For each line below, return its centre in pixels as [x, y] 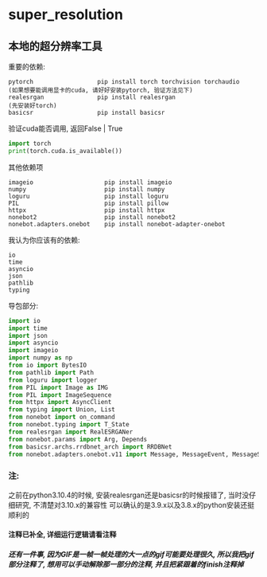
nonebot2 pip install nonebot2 [92, 217]
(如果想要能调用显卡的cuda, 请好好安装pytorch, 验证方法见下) [101, 90]
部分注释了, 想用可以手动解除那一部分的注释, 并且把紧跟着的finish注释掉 [126, 564]
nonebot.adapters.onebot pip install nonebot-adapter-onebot [117, 224]
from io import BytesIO [48, 365]
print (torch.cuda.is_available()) [66, 151]
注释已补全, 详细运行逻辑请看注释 [62, 535]
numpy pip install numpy [87, 189]
